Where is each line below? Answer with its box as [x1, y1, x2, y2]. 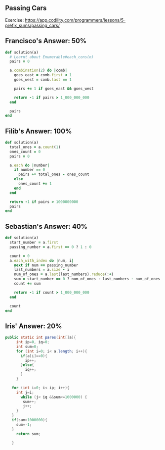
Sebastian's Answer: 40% [5, 222, 88, 231]
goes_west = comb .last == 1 [14, 77, 72, 82]
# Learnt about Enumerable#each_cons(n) [9, 54, 94, 59]
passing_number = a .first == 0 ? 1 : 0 [9, 245, 92, 250]
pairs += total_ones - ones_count [18, 172, 90, 177]
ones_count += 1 [18, 181, 52, 186]
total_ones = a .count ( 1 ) [9, 145, 61, 150]
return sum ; [16, 431, 41, 436]
